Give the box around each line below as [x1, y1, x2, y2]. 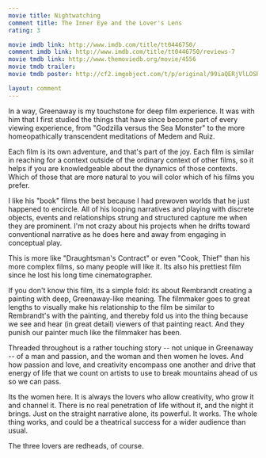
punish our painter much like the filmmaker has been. [8, 327, 182, 337]
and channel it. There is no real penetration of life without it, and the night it [8, 400, 254, 410]
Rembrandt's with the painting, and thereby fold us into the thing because [8, 311, 249, 320]
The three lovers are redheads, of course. [8, 441, 144, 450]
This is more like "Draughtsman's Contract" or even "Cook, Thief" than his [8, 253, 251, 262]
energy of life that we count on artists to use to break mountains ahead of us [8, 368, 258, 377]
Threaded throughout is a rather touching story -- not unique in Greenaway [8, 342, 253, 353]
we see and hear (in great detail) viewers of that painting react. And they [8, 319, 245, 329]
